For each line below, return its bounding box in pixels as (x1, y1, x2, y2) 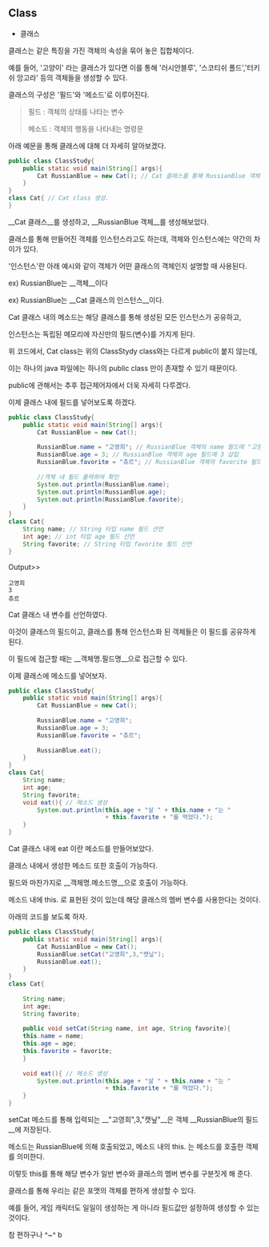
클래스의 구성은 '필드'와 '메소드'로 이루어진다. (8, 90, 150, 99)
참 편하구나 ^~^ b (8, 1230, 62, 1240)
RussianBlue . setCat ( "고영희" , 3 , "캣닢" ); (37, 950, 166, 958)
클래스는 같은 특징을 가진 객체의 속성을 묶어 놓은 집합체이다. (8, 46, 195, 55)
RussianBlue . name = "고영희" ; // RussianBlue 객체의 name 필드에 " (37, 443, 252, 451)
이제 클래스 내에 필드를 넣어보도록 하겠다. (8, 397, 137, 407)
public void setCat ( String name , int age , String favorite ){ (22, 1025, 231, 1033)
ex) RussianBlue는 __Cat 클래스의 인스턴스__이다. (8, 295, 164, 305)
